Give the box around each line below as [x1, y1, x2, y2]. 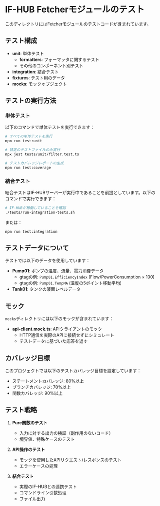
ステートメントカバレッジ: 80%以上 [12, 378, 84, 384]
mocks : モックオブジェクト [12, 81, 67, 87]
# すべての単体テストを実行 [5, 134, 53, 139]
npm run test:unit [5, 139, 42, 144]
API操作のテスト [12, 446, 45, 452]
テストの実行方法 [5, 96, 56, 105]
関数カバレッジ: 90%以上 [12, 390, 63, 396]
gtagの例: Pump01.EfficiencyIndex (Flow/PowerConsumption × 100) [19, 274, 155, 280]
